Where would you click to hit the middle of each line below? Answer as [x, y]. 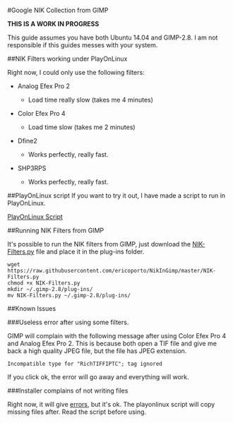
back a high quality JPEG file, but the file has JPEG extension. [97, 351]
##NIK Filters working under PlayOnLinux [67, 59]
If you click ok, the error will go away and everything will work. [98, 377]
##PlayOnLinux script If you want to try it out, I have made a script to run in [116, 196]
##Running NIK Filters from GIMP [56, 230]
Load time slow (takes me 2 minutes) [82, 127]
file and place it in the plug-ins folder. [90, 251]
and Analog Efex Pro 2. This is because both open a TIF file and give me [112, 343]
